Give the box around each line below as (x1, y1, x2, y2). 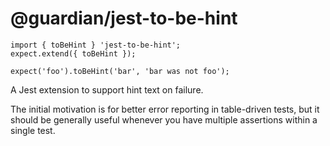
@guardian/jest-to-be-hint (10, 7, 238, 30)
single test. (10, 124, 56, 136)
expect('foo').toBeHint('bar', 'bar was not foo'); (10, 66, 230, 76)
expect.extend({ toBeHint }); (10, 48, 137, 59)
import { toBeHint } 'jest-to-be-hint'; (10, 40, 182, 50)
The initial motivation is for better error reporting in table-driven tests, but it (10, 103, 320, 115)
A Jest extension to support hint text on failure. (10, 83, 204, 96)
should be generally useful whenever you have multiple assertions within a (10, 113, 318, 126)
